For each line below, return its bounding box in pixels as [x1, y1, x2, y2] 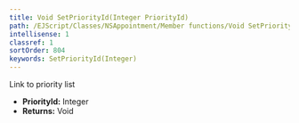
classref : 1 [9, 37, 53, 47]
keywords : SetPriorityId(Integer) [9, 54, 138, 63]
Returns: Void [21, 106, 74, 116]
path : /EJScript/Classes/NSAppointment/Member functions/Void [9, 21, 245, 30]
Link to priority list [9, 79, 76, 89]
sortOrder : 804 [9, 46, 66, 55]
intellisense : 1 [9, 29, 69, 38]
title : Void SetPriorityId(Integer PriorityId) [9, 12, 190, 22]
